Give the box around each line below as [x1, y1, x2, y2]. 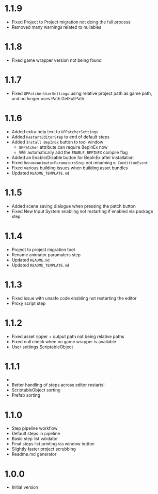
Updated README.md [11, 257, 50, 263]
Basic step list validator [11, 436, 58, 441]
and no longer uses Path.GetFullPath [11, 95, 84, 101]
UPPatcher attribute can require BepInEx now [18, 144, 108, 150]
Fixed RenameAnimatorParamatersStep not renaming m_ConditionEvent [11, 159, 148, 165]
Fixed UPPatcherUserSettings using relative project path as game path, [11, 90, 152, 96]
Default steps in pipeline [11, 431, 60, 437]
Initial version [11, 484, 38, 490]
